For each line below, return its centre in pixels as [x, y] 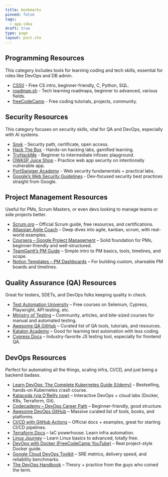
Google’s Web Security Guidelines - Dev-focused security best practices [88, 176]
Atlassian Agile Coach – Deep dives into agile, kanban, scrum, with [81, 230]
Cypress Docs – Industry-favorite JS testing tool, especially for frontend [87, 337]
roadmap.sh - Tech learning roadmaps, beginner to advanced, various [85, 90]
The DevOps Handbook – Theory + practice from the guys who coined [85, 464]
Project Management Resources [56, 197]
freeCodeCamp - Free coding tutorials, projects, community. [75, 101]
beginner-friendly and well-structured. [52, 246]
